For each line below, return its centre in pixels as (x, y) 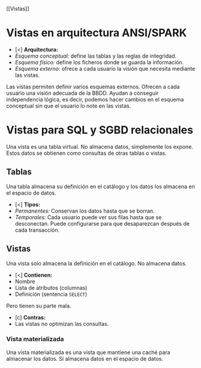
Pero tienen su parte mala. (39, 306)
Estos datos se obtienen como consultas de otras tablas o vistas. (86, 153)
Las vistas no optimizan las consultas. (62, 324)
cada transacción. (37, 230)
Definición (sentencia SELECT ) (51, 294)
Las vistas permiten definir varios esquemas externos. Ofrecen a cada (93, 86)
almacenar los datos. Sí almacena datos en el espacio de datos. (85, 358)
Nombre (25, 281)
